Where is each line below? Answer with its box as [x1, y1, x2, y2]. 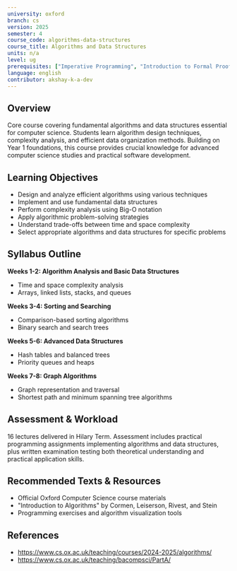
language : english [7, 69, 61, 76]
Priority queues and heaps [17, 358, 95, 366]
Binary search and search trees [17, 323, 109, 331]
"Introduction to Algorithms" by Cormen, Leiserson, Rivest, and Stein [17, 501, 217, 510]
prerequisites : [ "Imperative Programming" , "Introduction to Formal [7, 63, 213, 70]
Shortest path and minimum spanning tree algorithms [17, 393, 173, 401]
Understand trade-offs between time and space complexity [17, 220, 190, 228]
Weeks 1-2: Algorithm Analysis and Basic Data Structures [7, 266, 180, 276]
